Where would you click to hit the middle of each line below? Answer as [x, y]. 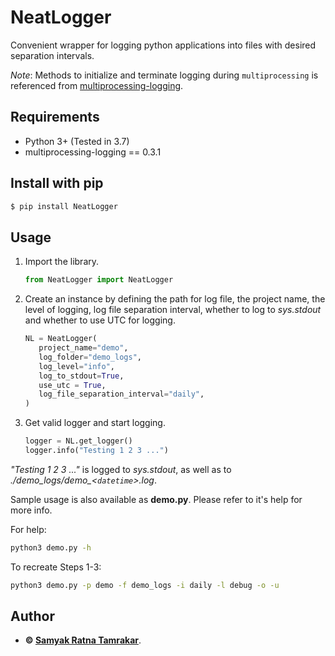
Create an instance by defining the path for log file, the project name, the [175, 299]
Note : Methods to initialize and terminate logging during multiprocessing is [164, 75]
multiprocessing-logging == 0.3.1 [93, 152]
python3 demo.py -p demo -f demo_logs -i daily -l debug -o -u [145, 585]
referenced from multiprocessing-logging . [97, 85]
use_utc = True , [72, 385]
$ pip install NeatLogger [64, 206]
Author [32, 616]
